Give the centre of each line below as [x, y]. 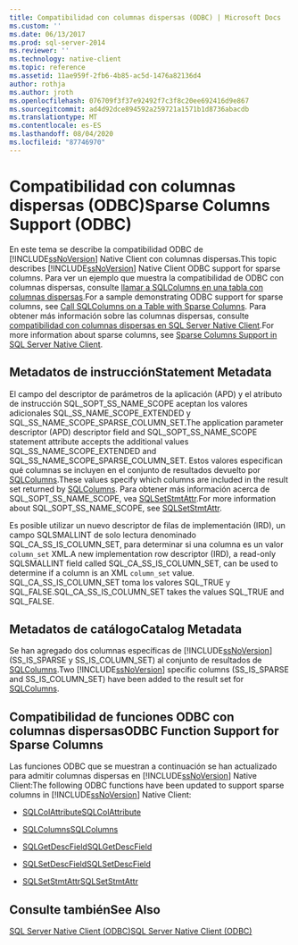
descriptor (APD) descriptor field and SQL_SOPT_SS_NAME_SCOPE [133, 432]
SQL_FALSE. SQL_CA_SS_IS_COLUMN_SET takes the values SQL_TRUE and [147, 592]
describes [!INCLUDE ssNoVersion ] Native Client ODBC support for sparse [145, 268]
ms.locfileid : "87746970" [57, 142]
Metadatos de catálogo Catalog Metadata [126, 629]
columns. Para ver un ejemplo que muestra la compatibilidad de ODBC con [146, 277]
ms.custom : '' [36, 26]
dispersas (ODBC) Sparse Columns [140, 205]
